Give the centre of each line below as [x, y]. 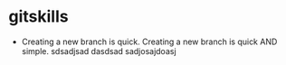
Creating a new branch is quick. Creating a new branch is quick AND [149, 42]
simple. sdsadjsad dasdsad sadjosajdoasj [99, 51]
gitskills [38, 17]
